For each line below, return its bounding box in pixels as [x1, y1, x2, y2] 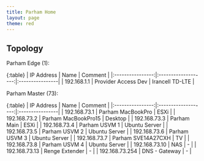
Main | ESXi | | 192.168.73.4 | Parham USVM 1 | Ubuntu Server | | [6, 121, 168, 129]
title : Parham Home [6, 9, 56, 15]
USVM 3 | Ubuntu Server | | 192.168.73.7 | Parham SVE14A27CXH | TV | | [6, 135, 190, 142]
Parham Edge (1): [6, 60, 50, 67]
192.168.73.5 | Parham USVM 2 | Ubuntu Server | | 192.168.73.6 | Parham [6, 128, 189, 135]
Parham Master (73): [6, 90, 58, 97]
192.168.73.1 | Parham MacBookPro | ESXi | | [64, 108, 176, 116]
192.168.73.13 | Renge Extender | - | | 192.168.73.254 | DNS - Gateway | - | [6, 147, 192, 155]
